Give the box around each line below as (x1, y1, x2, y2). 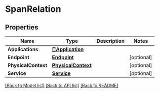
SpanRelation (5, 3, 61, 15)
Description (96, 38, 125, 44)
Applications (7, 46, 39, 53)
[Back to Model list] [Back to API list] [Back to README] (5, 83, 119, 88)
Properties (5, 23, 39, 31)
